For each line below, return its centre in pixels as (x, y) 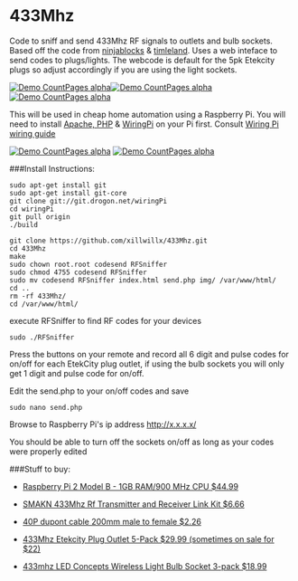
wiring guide (33, 133)
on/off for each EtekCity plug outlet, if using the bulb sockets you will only (147, 364)
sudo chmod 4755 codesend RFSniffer (78, 272)
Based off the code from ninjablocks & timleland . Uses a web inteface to (144, 50)
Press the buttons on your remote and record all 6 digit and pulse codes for (149, 354)
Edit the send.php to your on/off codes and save (99, 391)
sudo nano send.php (46, 407)
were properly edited (48, 451)
